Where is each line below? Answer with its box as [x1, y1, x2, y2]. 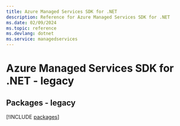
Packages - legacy [6, 98, 76, 108]
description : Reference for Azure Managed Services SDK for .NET [6, 14, 170, 20]
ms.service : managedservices [6, 36, 78, 42]
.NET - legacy [6, 75, 74, 88]
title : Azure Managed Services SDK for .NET [6, 8, 117, 15]
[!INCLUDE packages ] [6, 114, 60, 120]
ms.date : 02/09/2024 [6, 20, 57, 25]
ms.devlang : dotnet [6, 31, 54, 37]
